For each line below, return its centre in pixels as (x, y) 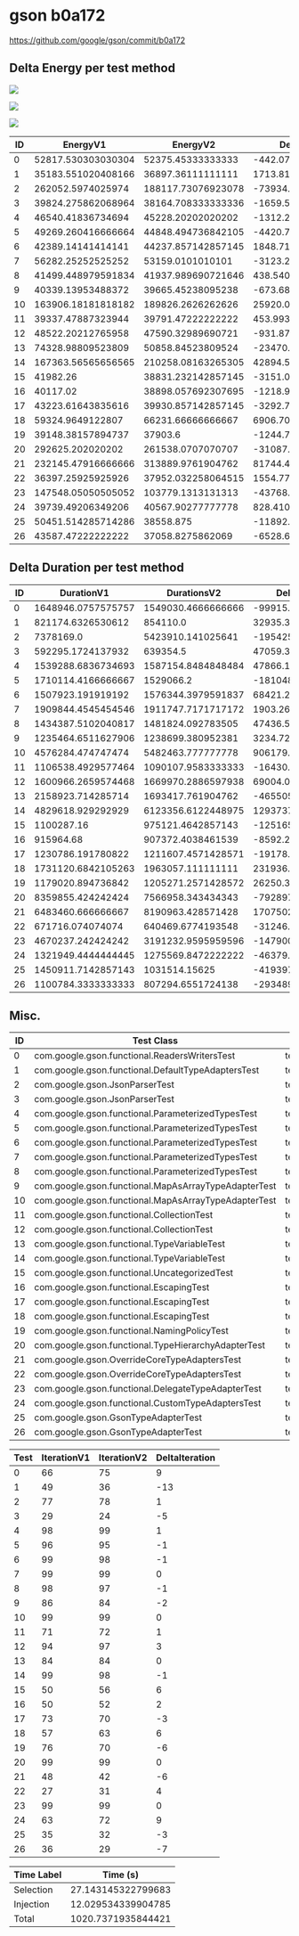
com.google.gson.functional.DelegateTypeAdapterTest (148, 1389)
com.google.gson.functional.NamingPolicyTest (132, 1331)
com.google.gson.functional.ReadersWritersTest (135, 1056)
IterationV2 (123, 1458)
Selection (33, 1890)
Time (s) (121, 1875)
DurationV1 (84, 592)
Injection (32, 1905)
